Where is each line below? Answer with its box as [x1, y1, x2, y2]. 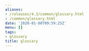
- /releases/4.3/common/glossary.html [5, 12, 84, 17]
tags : [5, 30, 16, 34]
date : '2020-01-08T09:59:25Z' [5, 20, 67, 26]
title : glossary [5, 39, 38, 44]
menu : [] [5, 25, 23, 30]
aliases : [5, 7, 23, 12]
